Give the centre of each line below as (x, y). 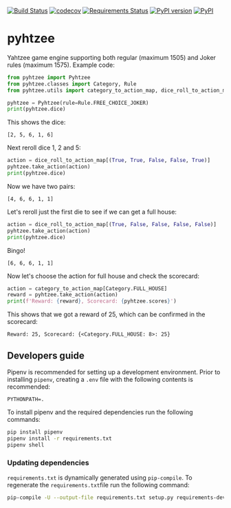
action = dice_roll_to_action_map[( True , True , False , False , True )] (109, 161)
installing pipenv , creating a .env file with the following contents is (100, 379)
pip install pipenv (35, 432)
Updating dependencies (48, 463)
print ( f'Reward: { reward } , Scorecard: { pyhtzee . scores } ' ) (92, 301)
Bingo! (16, 250)
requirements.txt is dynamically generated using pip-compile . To (100, 477)
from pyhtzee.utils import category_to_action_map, (82, 90)
